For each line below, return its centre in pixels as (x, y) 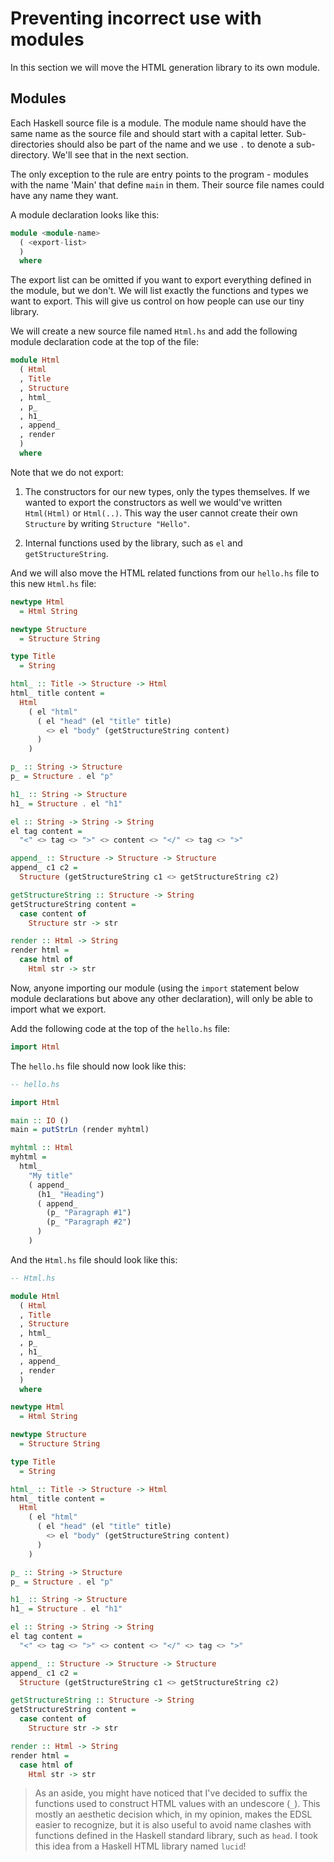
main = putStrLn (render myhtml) (80, 1130)
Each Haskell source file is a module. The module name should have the (158, 123)
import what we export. (58, 1009)
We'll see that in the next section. (120, 154)
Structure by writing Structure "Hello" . (107, 523)
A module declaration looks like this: (85, 214)
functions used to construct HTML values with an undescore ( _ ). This (177, 1804)
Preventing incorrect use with (136, 18)
